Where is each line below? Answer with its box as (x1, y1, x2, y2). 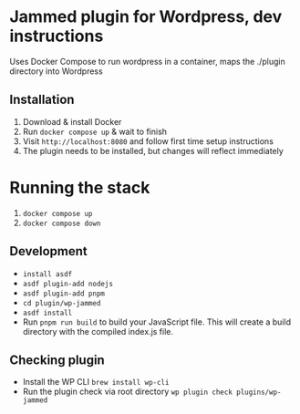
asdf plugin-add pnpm (22, 289, 105, 298)
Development (9, 243, 88, 259)
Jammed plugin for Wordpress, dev (9, 6, 283, 27)
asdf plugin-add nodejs (22, 279, 114, 288)
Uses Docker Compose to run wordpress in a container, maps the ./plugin (9, 56, 285, 67)
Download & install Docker (22, 116, 122, 127)
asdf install (22, 308, 73, 317)
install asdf (22, 269, 73, 279)
